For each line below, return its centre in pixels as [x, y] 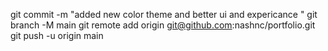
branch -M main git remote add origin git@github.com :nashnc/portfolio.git [163, 25]
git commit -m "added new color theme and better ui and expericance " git [164, 14]
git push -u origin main [57, 35]
